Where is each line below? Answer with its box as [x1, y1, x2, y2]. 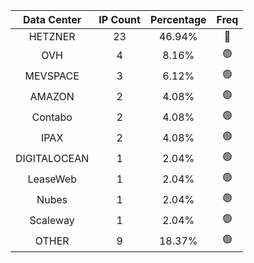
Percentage [149, 13, 207, 26]
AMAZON [29, 89, 75, 103]
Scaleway [29, 213, 75, 227]
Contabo [31, 110, 73, 124]
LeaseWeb [27, 172, 77, 186]
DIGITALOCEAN [15, 151, 90, 165]
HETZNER [28, 30, 76, 43]
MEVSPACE [24, 69, 80, 83]
